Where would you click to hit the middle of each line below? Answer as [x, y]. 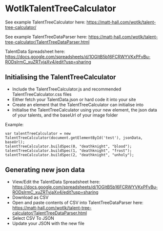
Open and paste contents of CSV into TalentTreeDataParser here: [78, 202]
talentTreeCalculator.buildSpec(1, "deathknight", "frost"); [69, 150]
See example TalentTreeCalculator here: [45, 22]
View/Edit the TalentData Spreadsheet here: [56, 182]
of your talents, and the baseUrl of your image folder [65, 115]
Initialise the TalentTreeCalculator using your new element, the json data [84, 110]
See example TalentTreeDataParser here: [46, 37]
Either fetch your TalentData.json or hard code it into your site [74, 99]
